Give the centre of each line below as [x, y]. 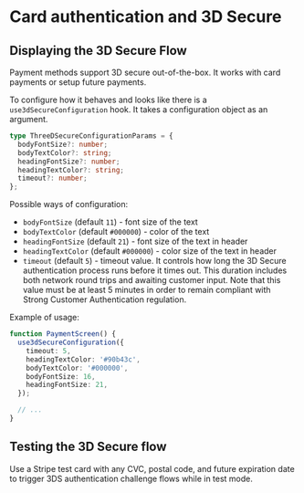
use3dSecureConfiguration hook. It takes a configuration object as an [139, 110]
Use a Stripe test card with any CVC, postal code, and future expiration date [152, 468]
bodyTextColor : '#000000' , [77, 368]
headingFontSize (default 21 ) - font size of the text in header [135, 241]
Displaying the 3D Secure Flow [98, 51]
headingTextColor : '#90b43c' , [84, 359]
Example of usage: [45, 318]
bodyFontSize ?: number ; [63, 144]
